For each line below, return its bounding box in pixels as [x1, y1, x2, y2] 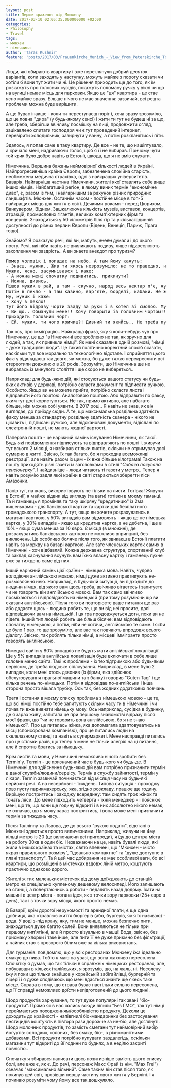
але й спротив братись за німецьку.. [6, 744, 85, 750]
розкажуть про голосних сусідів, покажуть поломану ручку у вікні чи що [6, 85, 164, 91]
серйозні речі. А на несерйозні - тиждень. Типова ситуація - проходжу [6, 781, 160, 787]
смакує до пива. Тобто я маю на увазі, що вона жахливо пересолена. [6, 955, 157, 961]
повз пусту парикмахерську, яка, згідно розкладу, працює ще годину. [6, 786, 158, 792]
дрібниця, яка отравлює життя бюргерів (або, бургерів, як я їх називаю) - [6, 913, 166, 919]
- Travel [6, 31, 24, 36]
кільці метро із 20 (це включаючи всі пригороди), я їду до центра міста [6, 834, 160, 840]
